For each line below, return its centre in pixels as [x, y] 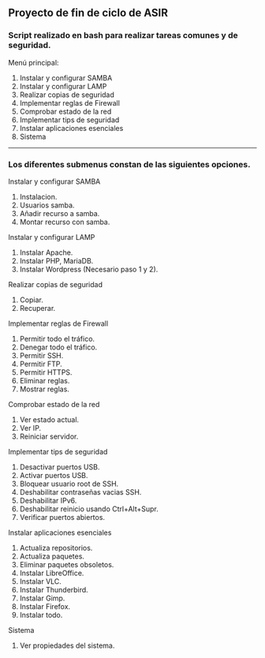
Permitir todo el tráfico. [57, 338]
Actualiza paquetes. [52, 556]
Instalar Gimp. [42, 598]
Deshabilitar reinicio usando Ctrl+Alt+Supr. [89, 509]
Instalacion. [38, 196]
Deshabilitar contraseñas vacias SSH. [80, 492]
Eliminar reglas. [45, 380]
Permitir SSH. [41, 355]
